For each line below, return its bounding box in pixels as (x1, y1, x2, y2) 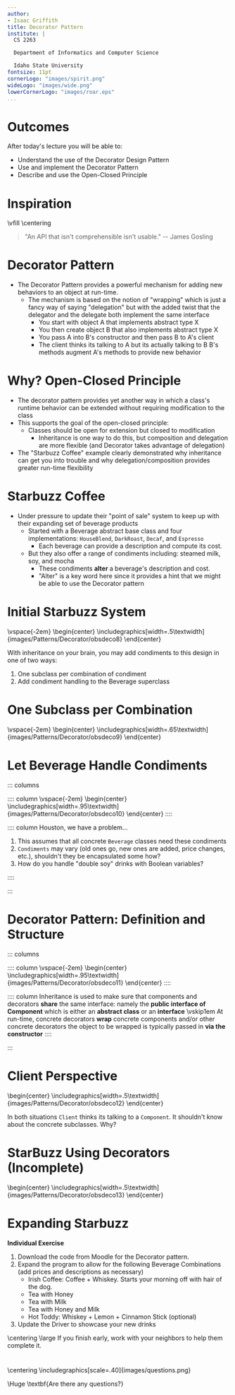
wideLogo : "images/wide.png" (7, 82, 93, 89)
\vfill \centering (7, 219, 51, 227)
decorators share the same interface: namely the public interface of (7, 1000, 206, 1008)
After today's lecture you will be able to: (7, 142, 123, 150)
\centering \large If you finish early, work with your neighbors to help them (7, 1334, 223, 1342)
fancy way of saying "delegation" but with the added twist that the (27, 303, 220, 311)
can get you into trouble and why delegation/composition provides (17, 456, 210, 465)
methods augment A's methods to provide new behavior (38, 348, 202, 357)
